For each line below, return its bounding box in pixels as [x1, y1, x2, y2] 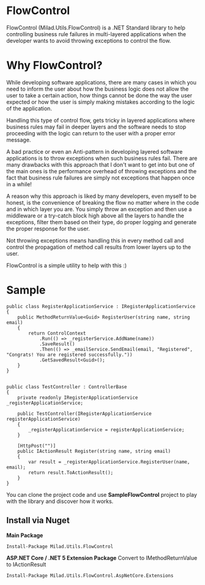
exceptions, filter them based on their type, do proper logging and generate [6, 218, 197, 225]
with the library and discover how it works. [6, 497, 114, 505]
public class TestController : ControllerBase [6, 383, 127, 390]
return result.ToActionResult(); [28, 469, 114, 475]
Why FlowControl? [6, 59, 103, 72]
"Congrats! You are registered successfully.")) [6, 352, 133, 358]
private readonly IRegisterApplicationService [17, 394, 138, 401]
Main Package [6, 531, 43, 539]
